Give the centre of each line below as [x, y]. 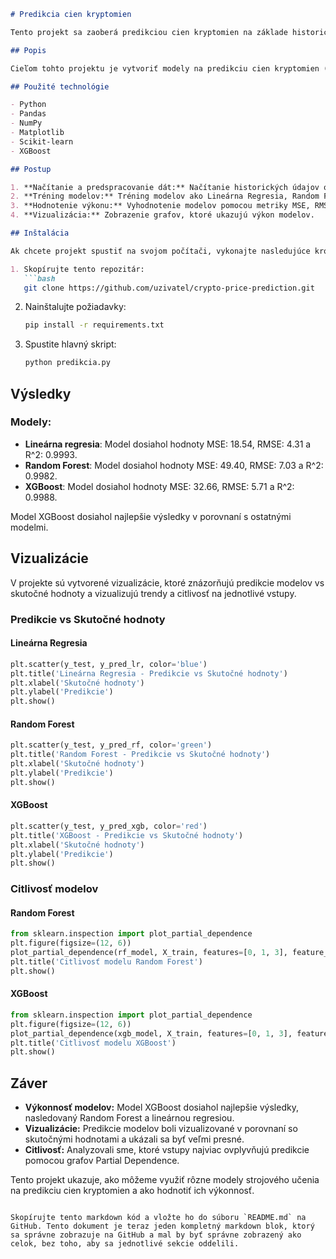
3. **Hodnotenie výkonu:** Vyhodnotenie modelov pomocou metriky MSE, [160, 206]
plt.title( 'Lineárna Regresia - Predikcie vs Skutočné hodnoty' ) [149, 673]
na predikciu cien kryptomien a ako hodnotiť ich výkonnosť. [132, 1191]
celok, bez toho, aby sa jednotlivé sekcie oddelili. [125, 1244]
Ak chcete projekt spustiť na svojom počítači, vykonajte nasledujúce [160, 251]
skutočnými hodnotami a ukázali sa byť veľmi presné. [134, 1139]
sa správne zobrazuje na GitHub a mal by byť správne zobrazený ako [156, 1235]
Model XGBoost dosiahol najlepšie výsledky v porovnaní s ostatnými [151, 516]
